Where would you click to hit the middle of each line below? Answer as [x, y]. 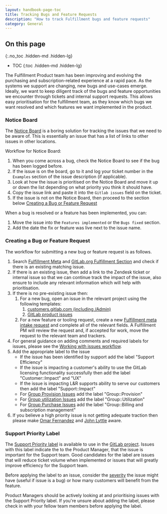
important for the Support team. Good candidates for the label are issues [80, 455]
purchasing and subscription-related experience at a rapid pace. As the [79, 81]
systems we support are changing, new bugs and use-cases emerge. [77, 86]
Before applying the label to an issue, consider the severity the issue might [82, 475]
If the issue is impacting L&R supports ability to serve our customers [90, 383]
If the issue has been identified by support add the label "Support [87, 357]
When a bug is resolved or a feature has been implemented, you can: [76, 213]
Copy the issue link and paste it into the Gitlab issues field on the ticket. [87, 193]
